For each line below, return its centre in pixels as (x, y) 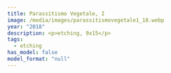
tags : (15, 40)
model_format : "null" (39, 59)
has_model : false (33, 53)
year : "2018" (26, 26)
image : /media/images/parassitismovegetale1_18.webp (86, 20)
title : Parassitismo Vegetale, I (56, 14)
